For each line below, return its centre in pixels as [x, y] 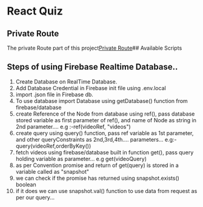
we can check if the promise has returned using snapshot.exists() [97, 178]
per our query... [35, 197]
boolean [26, 184]
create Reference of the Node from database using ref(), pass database [105, 114]
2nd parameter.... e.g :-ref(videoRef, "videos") [73, 126]
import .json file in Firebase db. [54, 94]
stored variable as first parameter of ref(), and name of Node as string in [106, 120]
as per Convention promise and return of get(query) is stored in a [97, 165]
